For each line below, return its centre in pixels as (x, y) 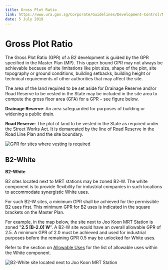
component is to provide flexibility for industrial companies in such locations (84, 187)
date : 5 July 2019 (24, 19)
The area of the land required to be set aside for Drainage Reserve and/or (81, 88)
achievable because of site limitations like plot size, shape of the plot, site (81, 68)
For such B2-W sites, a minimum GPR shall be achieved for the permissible (82, 202)
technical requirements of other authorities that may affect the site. (74, 79)
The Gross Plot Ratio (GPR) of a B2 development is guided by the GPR (77, 57)
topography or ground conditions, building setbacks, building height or (78, 73)
